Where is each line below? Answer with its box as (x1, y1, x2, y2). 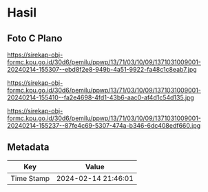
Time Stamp (10, 173, 50, 183)
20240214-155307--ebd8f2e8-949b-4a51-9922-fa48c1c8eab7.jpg (7, 66, 198, 73)
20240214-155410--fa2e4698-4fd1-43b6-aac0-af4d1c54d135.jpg (7, 93, 194, 102)
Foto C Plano (7, 32, 63, 44)
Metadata (7, 142, 50, 153)
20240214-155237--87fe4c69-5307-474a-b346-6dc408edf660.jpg (7, 122, 201, 129)
